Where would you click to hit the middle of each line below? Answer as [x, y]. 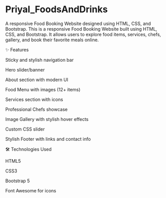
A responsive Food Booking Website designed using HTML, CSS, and [78, 23]
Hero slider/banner [25, 69]
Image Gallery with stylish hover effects [47, 119]
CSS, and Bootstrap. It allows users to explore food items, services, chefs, [83, 34]
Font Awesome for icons [31, 190]
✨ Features [17, 49]
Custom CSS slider [25, 129]
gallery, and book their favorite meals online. [52, 40]
